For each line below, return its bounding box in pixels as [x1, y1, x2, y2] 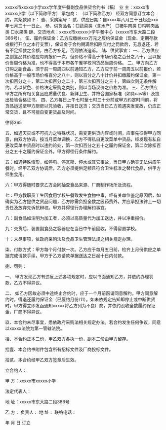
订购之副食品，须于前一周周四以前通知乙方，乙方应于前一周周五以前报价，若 [5, 66, 161, 72]
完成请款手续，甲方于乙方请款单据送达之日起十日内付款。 [9, 253, 126, 258]
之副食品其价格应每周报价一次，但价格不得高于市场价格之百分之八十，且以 [5, 54, 157, 59]
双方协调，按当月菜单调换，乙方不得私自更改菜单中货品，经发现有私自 [18, 136, 161, 142]
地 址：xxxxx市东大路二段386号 [5, 399, 70, 404]
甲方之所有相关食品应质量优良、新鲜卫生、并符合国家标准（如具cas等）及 [5, 91, 156, 96]
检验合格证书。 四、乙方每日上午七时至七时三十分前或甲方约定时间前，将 [9, 97, 158, 103]
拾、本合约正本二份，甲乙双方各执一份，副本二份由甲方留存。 [5, 336, 131, 342]
